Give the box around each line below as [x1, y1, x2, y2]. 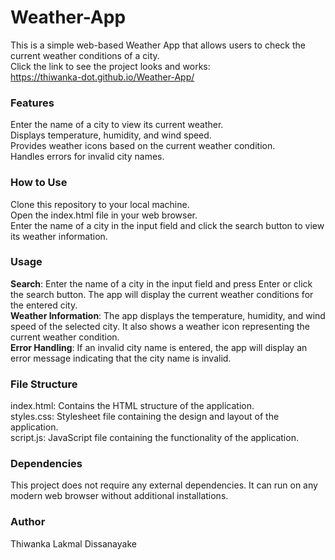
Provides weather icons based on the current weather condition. [10, 140, 276, 152]
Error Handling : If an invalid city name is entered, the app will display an [10, 341, 308, 353]
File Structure [10, 377, 78, 391]
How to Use [10, 176, 68, 190]
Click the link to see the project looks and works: [10, 60, 211, 72]
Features [10, 96, 55, 110]
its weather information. [10, 230, 108, 242]
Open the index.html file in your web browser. [10, 209, 198, 221]
